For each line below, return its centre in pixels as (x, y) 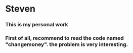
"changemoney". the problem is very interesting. (66, 44)
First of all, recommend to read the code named (64, 38)
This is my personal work (37, 25)
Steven (20, 9)
